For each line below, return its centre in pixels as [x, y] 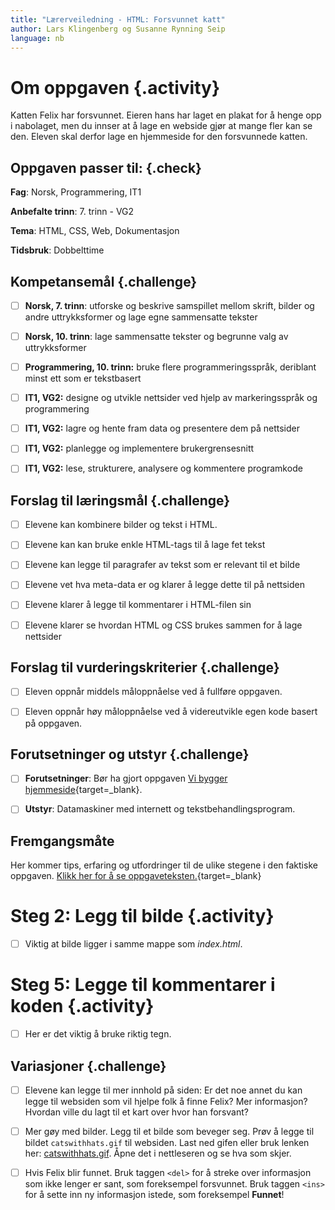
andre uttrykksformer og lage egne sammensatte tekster [141, 317]
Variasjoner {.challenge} [88, 1066]
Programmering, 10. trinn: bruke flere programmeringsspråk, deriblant [170, 367]
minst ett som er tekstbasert [83, 378]
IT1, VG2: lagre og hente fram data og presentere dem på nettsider [162, 428]
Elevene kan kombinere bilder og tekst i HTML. [121, 525]
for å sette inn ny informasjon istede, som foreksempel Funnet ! [154, 1195]
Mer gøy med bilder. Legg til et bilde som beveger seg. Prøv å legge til [169, 1132]
